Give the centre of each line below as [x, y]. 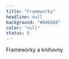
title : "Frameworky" [31, 11]
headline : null [24, 17]
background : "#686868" [33, 22]
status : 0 [18, 33]
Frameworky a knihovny [35, 50]
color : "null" [23, 28]
